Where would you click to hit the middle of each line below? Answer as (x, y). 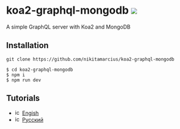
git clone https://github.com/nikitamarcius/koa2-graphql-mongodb (90, 59)
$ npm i (16, 75)
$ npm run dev (24, 80)
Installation (27, 45)
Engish (30, 113)
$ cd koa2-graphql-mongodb (40, 70)
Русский (32, 119)
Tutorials (23, 98)
